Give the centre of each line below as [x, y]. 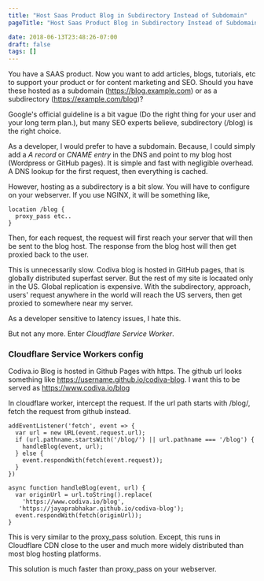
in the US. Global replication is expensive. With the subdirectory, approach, [130, 287]
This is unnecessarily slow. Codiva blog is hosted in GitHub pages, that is [126, 270]
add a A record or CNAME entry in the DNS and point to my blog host [120, 155]
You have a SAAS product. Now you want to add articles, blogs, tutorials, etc [132, 74]
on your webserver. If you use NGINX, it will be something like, [109, 195]
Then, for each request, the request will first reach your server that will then [131, 238]
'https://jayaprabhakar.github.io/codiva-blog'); [101, 509]
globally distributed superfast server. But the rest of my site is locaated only [131, 278]
